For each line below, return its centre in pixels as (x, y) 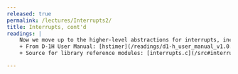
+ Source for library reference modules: (81, 54)
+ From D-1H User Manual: (58, 47)
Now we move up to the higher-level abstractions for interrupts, (120, 40)
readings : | (24, 33)
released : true (29, 14)
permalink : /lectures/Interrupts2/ (59, 20)
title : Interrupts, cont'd (47, 27)
